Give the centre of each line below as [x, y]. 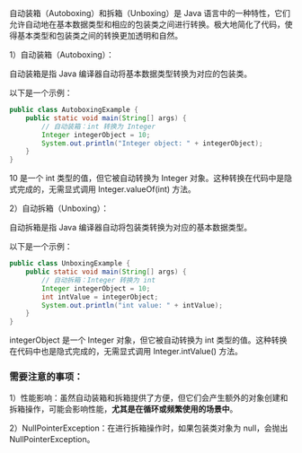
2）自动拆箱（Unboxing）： [59, 208]
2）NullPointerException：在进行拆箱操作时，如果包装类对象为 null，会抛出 [149, 428]
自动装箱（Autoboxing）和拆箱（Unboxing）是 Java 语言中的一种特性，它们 [150, 13]
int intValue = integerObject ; [100, 297]
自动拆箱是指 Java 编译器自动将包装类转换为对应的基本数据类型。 [131, 228]
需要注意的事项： [46, 377]
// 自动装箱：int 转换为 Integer [98, 126]
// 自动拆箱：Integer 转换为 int [98, 280]
